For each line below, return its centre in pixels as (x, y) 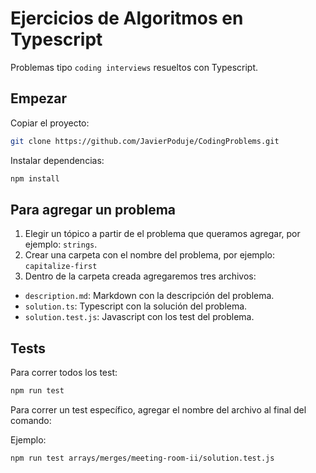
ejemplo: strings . (61, 244)
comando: (31, 420)
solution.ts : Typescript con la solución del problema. (136, 306)
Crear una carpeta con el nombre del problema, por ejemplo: (150, 255)
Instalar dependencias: (57, 160)
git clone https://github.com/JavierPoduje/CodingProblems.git (145, 141)
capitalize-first (61, 267)
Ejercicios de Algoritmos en (127, 18)
